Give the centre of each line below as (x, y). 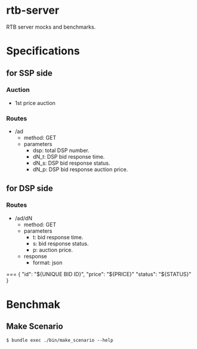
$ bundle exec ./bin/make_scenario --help (60, 340)
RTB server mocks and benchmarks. (51, 27)
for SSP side (29, 73)
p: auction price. (53, 250)
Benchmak (33, 304)
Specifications (43, 51)
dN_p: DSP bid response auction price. (80, 169)
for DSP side (30, 188)
